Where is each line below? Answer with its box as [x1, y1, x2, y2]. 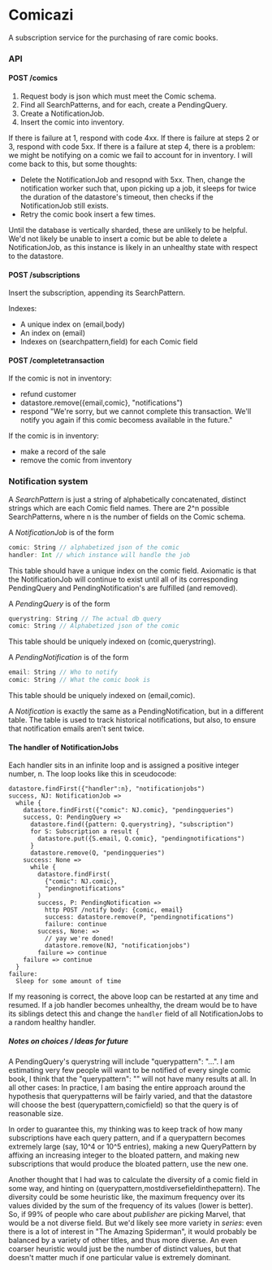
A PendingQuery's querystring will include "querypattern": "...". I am [8, 1057, 235, 1066]
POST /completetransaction [8, 355, 105, 365]
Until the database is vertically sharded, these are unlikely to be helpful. [8, 226, 248, 235]
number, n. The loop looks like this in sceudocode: [8, 769, 177, 779]
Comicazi [8, 6, 74, 24]
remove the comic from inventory [19, 455, 132, 465]
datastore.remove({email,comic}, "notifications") [19, 398, 183, 408]
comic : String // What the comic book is [8, 676, 151, 684]
